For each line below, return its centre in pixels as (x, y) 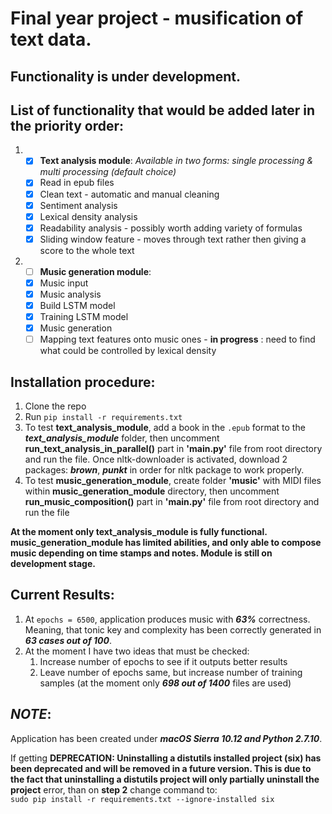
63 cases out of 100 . (68, 640)
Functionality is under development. (125, 76)
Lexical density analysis (88, 216)
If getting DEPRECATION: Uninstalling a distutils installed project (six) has (166, 758)
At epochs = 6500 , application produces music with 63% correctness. (167, 619)
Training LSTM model (84, 317)
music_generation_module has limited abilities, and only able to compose (166, 543)
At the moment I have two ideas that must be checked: (137, 651)
